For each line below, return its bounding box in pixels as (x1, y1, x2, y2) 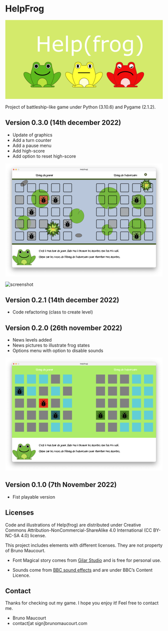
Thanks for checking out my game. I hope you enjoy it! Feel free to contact (5, 600, 159, 606)
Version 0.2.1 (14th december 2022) (5, 295, 119, 304)
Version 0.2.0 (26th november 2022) (5, 324, 122, 332)
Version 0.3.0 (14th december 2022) (5, 118, 121, 127)
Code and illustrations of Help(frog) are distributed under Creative (5, 522, 141, 528)
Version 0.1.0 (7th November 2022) (5, 481, 117, 489)
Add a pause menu (12, 142, 51, 148)
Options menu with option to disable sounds (12, 348, 103, 354)
